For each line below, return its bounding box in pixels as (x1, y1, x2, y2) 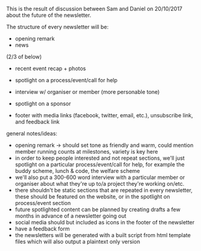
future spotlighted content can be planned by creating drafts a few (14, 206, 181, 213)
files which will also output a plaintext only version (14, 238, 141, 245)
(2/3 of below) (6, 53, 42, 60)
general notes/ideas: (6, 130, 57, 137)
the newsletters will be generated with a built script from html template (14, 232, 191, 238)
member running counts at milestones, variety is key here (14, 148, 158, 155)
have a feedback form (14, 225, 71, 232)
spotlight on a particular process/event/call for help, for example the (14, 161, 185, 168)
